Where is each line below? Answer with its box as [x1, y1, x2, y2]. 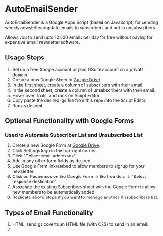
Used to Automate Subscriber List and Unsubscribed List [5, 132, 143, 138]
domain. [12, 72, 29, 78]
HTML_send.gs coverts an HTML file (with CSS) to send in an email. [12, 221, 149, 227]
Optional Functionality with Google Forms [5, 117, 134, 125]
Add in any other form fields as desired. [12, 158, 92, 164]
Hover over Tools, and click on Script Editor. [12, 92, 101, 98]
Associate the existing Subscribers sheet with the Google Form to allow [12, 184, 156, 190]
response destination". [12, 179, 58, 185]
